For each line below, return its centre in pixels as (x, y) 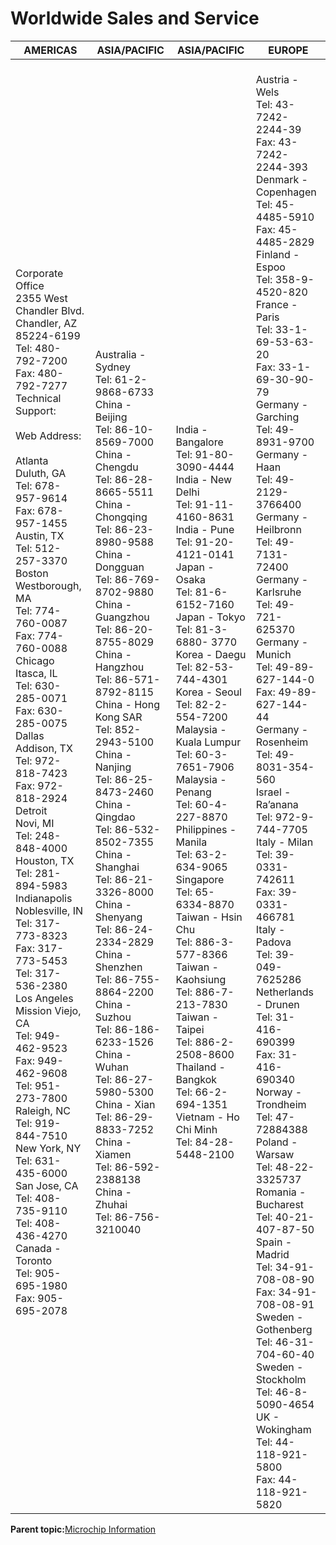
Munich (273, 654)
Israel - (273, 792)
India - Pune (205, 529)
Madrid (272, 1254)
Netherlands (285, 992)
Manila (191, 842)
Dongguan (119, 567)
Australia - (120, 354)
